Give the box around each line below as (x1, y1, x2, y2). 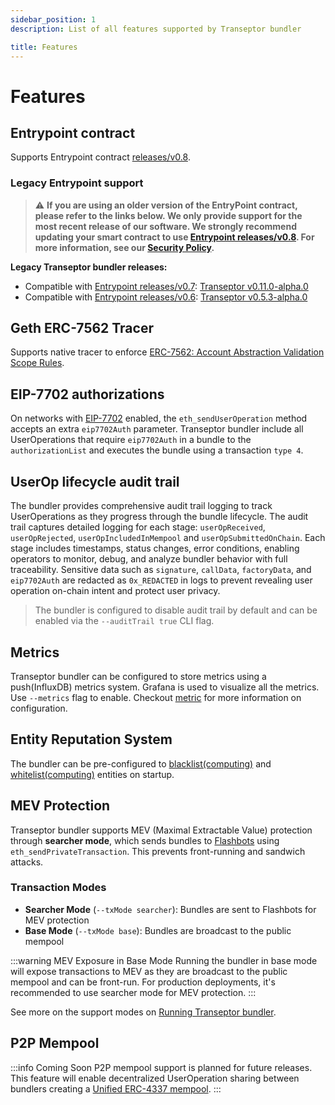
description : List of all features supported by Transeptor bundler (10, 24, 302, 34)
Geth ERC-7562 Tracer (10, 320, 154, 337)
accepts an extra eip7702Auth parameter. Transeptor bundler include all (10, 423, 304, 435)
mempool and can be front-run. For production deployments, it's (10, 976, 276, 988)
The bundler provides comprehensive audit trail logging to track (10, 500, 273, 512)
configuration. (10, 702, 68, 714)
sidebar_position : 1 (10, 14, 97, 25)
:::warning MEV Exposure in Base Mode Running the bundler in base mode (10, 954, 318, 966)
